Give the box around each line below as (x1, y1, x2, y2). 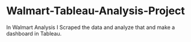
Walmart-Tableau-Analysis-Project (6, 4, 186, 18)
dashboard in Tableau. (6, 30, 62, 37)
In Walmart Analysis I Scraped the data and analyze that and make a (6, 24, 175, 31)
